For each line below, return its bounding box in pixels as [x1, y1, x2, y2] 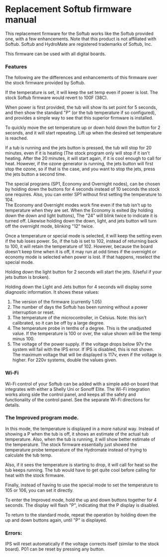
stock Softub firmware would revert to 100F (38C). [5, 95, 108, 101]
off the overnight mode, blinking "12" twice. [5, 223, 94, 229]
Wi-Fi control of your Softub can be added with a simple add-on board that [5, 381, 159, 387]
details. [5, 402, 20, 408]
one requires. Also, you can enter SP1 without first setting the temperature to [5, 192, 162, 198]
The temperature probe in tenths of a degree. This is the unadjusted [12, 325, 152, 332]
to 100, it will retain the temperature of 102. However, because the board [5, 243, 153, 249]
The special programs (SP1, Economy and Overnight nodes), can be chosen [5, 181, 161, 187]
